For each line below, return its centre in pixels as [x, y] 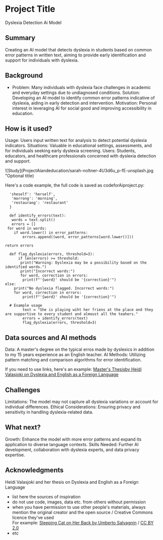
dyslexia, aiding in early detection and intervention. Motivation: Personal [84, 103]
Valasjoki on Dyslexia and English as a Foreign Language [62, 375]
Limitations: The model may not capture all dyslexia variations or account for [82, 402]
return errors [19, 246]
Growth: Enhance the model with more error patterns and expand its [73, 439]
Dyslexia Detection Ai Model [33, 22]
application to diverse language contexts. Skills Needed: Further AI [72, 444]
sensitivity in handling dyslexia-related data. [49, 412]
